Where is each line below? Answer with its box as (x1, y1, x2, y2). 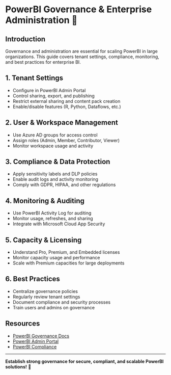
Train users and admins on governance (12, 304, 95, 310)
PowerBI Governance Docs (12, 333, 70, 339)
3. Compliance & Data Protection (5, 157, 110, 166)
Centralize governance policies (12, 288, 78, 294)
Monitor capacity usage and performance (12, 255, 100, 261)
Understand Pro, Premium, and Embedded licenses (12, 249, 120, 255)
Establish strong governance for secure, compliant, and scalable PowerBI (5, 358, 164, 364)
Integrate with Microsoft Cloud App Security (12, 221, 105, 227)
